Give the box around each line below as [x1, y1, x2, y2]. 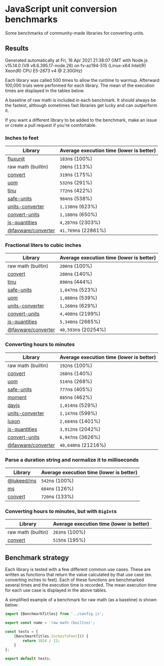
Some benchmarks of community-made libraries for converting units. [5, 30, 144, 36]
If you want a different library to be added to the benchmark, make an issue [5, 117, 157, 123]
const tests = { [5, 629, 38, 634]
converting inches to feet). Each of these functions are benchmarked [5, 577, 144, 583]
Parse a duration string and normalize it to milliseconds [5, 456, 139, 463]
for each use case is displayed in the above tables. [5, 587, 107, 593]
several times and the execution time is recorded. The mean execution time [5, 582, 157, 588]
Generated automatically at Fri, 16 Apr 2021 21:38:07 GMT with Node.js [5, 57, 148, 63]
